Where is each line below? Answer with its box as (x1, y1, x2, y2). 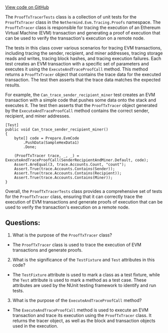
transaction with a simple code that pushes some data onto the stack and (5, 97, 156, 103)
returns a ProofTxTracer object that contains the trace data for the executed (5, 71, 161, 77)
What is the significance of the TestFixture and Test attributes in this (12, 256, 155, 262)
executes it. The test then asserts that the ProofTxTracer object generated (5, 102, 157, 108)
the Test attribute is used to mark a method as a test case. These (12, 277, 146, 283)
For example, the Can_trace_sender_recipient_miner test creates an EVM (5, 92, 155, 97)
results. (5, 82, 21, 88)
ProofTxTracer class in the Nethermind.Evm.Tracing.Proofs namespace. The (5, 19, 161, 25)
